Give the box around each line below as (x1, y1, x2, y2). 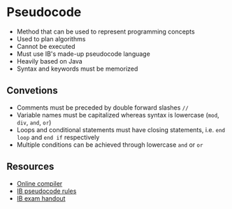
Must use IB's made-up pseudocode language (16, 50, 151, 58)
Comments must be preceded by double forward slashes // (16, 103, 189, 112)
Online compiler (16, 179, 63, 187)
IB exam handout (16, 194, 66, 203)
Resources (6, 161, 55, 173)
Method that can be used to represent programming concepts (16, 27, 195, 36)
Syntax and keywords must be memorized (16, 64, 138, 73)
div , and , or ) (16, 118, 52, 127)
